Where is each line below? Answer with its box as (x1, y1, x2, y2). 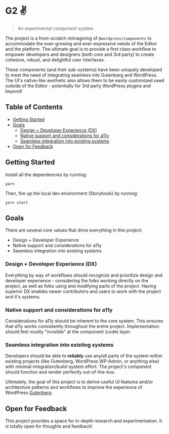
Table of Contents (5, 103, 63, 112)
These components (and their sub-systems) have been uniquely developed (5, 66, 162, 73)
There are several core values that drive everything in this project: (5, 227, 143, 233)
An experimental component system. (17, 25, 95, 31)
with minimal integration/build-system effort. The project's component (5, 363, 152, 370)
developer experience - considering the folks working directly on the (5, 277, 148, 283)
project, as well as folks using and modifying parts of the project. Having (5, 283, 157, 289)
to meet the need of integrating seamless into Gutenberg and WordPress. (5, 72, 158, 78)
